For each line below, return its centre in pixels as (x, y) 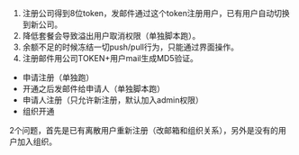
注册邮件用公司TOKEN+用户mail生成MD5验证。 (110, 58)
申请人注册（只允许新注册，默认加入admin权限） (113, 100)
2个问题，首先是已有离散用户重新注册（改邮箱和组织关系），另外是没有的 (144, 130)
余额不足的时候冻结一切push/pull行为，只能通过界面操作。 (130, 47)
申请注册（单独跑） (58, 77)
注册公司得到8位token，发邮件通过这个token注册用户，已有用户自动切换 (156, 13)
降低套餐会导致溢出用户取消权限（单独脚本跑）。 (111, 36)
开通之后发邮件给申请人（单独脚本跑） (93, 89)
